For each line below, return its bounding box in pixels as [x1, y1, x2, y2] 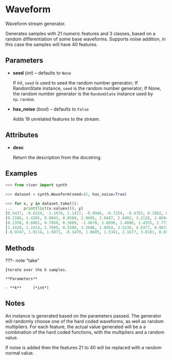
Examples [5, 169, 37, 178]
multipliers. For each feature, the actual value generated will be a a [5, 324, 146, 330]
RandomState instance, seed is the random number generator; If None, [12, 85, 161, 91]
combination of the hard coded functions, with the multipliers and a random [5, 329, 165, 335]
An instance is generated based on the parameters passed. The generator [5, 312, 162, 319]
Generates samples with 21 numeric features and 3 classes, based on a [5, 30, 156, 36]
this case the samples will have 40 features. [5, 41, 98, 47]
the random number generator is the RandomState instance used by [12, 91, 154, 97]
